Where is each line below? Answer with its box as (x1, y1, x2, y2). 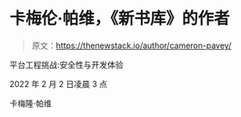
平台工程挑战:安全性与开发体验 (9, 59, 125, 70)
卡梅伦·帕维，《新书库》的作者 (9, 8, 230, 29)
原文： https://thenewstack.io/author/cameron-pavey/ (31, 40, 232, 51)
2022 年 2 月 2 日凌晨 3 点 (9, 78, 107, 89)
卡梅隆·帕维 (9, 97, 53, 109)
